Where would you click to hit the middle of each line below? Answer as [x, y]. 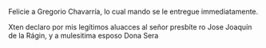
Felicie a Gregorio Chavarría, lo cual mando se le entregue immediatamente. [133, 12]
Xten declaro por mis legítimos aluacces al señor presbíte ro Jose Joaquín [130, 27]
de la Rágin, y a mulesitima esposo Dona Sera [83, 36]
